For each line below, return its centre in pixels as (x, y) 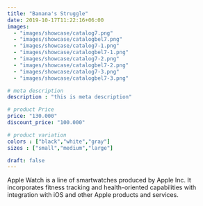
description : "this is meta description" (70, 97)
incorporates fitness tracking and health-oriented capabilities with (102, 187)
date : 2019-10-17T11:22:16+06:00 (56, 20)
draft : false (26, 160)
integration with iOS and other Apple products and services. (93, 195)
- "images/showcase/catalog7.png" (63, 33)
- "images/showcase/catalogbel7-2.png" (71, 65)
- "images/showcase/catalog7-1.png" (66, 46)
